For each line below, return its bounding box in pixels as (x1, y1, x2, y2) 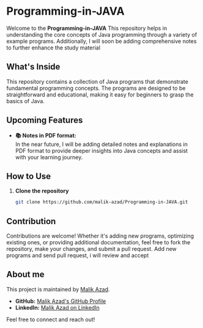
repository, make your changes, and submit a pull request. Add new (6, 246, 177, 253)
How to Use (6, 171, 51, 181)
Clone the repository (15, 188, 69, 195)
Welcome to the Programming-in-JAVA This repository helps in (6, 24, 168, 32)
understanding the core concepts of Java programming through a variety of (6, 31, 197, 38)
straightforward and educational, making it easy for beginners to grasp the (6, 90, 194, 98)
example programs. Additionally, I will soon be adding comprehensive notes (6, 37, 197, 45)
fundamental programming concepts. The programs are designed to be (6, 84, 186, 92)
